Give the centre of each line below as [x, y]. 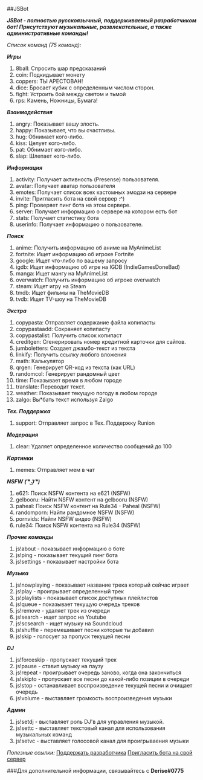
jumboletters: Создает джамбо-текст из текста [75, 348]
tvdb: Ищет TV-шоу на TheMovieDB [61, 299]
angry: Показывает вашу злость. [57, 124]
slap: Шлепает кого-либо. [48, 156]
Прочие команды [30, 537]
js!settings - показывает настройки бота [67, 562]
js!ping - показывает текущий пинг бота [67, 555]
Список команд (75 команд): [44, 45]
